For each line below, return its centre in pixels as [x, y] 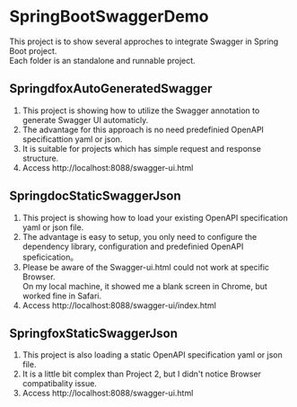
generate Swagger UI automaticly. [85, 119]
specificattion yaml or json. [72, 139]
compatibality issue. [59, 384]
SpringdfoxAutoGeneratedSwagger [111, 88]
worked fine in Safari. [61, 296]
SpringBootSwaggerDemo [109, 17]
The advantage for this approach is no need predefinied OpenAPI [143, 129]
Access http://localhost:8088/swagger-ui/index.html [119, 305]
